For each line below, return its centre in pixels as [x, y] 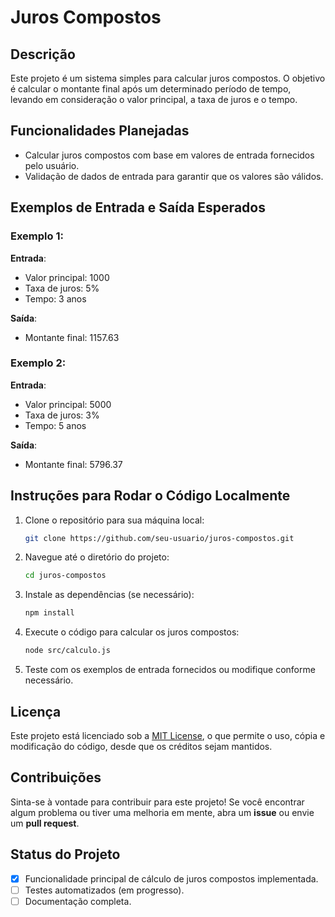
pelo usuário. [52, 165]
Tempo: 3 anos [55, 298]
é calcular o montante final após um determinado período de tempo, [151, 89]
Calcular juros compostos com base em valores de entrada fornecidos [169, 155]
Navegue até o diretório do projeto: [97, 557]
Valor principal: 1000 [67, 277]
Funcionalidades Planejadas [100, 131]
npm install [49, 613]
